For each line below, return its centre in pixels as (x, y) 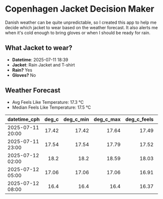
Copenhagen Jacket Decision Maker (80, 9)
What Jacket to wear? (39, 48)
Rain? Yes (22, 70)
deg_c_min (76, 119)
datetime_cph (24, 119)
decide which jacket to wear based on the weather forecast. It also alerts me (81, 27)
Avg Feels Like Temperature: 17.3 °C (48, 102)
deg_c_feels (139, 119)
